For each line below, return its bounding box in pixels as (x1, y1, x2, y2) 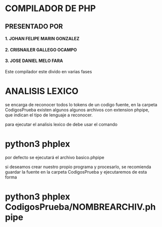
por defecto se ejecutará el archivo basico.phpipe (5, 154, 104, 160)
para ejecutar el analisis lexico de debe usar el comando (5, 121, 118, 127)
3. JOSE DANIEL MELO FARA (5, 58, 63, 64)
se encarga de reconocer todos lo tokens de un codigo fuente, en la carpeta (5, 101, 158, 107)
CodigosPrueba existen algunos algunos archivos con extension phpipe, (5, 107, 149, 113)
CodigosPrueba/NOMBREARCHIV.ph (5, 202, 156, 212)
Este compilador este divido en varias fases (5, 68, 92, 74)
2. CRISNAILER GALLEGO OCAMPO (5, 47, 77, 52)
